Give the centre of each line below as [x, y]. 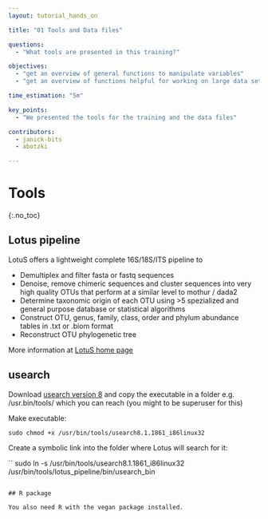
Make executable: [37, 418]
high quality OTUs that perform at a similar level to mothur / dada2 [128, 291]
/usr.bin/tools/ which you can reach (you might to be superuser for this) [126, 402]
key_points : [28, 110]
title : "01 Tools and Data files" [66, 30]
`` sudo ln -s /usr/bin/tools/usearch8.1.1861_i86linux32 [97, 463]
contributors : [32, 132]
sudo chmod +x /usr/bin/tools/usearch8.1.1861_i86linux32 [106, 433]
